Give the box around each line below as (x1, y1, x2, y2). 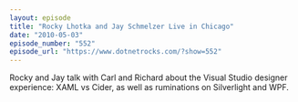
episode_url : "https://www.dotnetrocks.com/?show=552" (9, 47, 222, 56)
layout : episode (9, 13, 71, 23)
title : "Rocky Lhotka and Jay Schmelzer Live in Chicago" (9, 22, 234, 31)
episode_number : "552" (9, 38, 96, 48)
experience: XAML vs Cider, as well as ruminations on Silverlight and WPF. (9, 82, 290, 93)
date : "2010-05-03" (9, 30, 84, 39)
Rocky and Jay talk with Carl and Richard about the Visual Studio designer (9, 72, 289, 83)
